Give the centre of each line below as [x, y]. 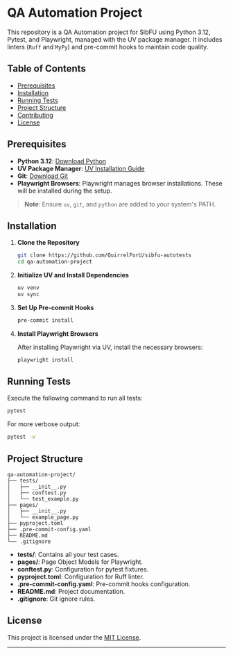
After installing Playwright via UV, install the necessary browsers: [110, 347]
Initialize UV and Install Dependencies [73, 275]
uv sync [28, 294]
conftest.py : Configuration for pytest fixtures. [83, 569]
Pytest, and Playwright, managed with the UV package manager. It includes [115, 39]
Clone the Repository [48, 243]
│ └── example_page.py [43, 517]
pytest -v [21, 437]
